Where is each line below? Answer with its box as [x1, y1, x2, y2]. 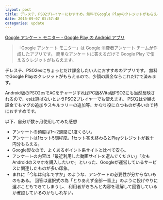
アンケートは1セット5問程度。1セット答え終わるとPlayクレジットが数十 [12, 135, 154, 141]
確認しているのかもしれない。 [16, 190, 76, 196]
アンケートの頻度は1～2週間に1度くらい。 [12, 129, 95, 135]
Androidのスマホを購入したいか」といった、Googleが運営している [12, 159, 145, 165]
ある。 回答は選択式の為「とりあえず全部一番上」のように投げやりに [20, 178, 158, 183]
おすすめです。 [9, 108, 39, 114]
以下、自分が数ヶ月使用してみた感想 [5, 119, 78, 125]
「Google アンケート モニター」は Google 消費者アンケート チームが [16, 45, 154, 51]
